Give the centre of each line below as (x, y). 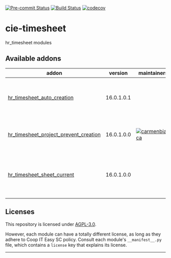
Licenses (20, 212)
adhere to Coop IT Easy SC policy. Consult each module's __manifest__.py (83, 239)
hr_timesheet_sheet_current (41, 174)
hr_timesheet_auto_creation (41, 97)
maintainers (153, 73)
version (119, 73)
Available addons (33, 59)
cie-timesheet (36, 29)
